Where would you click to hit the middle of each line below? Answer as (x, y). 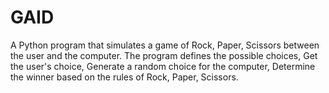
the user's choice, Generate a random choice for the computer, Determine (163, 66)
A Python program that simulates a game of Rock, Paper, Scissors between (165, 45)
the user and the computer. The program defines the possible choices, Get (164, 55)
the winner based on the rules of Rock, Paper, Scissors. (124, 77)
